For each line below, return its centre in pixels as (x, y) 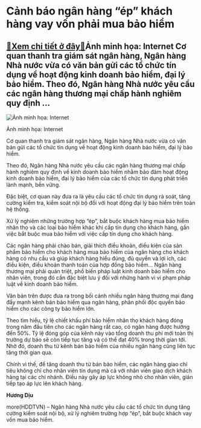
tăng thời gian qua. (30, 352)
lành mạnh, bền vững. (33, 185)
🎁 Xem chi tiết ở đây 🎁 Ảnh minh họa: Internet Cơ (96, 46)
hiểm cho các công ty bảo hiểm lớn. (51, 309)
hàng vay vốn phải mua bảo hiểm (91, 24)
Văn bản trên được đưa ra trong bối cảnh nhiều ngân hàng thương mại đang (100, 296)
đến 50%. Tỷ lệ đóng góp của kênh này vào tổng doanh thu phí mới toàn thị (100, 333)
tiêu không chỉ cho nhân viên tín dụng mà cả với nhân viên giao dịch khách (99, 371)
